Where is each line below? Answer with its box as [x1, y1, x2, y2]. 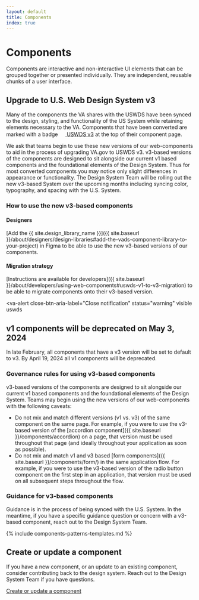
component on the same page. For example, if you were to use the [14, 420, 178, 427]
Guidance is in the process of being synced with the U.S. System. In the [6, 505, 182, 513]
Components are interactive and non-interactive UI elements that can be [6, 65, 183, 72]
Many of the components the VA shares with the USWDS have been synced [6, 111, 192, 118]
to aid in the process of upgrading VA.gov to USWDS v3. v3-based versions [6, 149, 192, 156]
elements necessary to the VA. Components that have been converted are [6, 123, 187, 131]
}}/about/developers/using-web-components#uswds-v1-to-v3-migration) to [6, 282, 193, 289]
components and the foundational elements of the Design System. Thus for [6, 162, 190, 169]
